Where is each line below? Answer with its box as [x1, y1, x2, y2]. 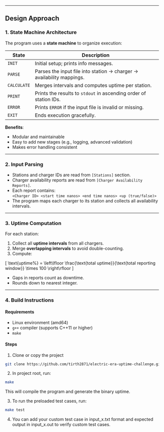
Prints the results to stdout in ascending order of [35, 90, 146, 97]
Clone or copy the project [12, 352, 64, 358]
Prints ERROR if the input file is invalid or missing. [35, 103, 144, 110]
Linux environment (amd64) [12, 320, 68, 326]
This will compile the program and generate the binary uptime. [5, 389, 130, 394]
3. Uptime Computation [5, 220, 62, 226]
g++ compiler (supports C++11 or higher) [12, 325, 93, 331]
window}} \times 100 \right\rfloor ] [5, 266, 74, 271]
